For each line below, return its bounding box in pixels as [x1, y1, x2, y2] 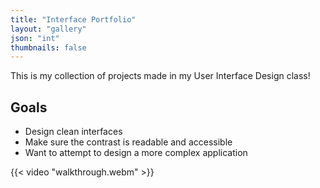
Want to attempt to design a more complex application [24, 147, 248, 159]
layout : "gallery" [10, 24, 87, 34]
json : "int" [10, 33, 60, 43]
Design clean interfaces [24, 126, 123, 138]
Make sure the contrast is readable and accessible [24, 136, 233, 148]
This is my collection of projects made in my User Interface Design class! [10, 70, 311, 82]
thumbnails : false [10, 42, 87, 53]
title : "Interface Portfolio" [10, 14, 137, 25]
